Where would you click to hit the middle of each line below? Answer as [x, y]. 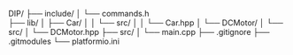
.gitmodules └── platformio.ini [64, 41]
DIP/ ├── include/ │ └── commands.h [79, 14]
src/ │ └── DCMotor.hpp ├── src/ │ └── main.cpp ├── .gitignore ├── [139, 32]
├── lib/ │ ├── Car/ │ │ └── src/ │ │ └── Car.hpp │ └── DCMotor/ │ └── [146, 23]
